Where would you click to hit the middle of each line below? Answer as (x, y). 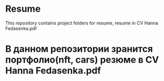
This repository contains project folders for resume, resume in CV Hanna (82, 23)
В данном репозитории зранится (79, 49)
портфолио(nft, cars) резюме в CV (82, 60)
